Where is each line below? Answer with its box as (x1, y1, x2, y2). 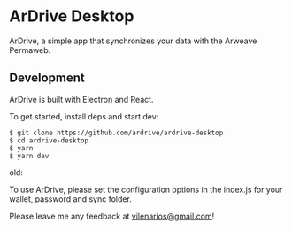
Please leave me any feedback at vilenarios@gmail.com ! (9, 211, 215, 221)
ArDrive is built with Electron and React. (9, 94, 154, 104)
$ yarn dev (9, 151, 50, 160)
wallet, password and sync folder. (9, 193, 133, 204)
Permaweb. (9, 44, 51, 55)
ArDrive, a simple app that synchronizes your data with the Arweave (9, 35, 257, 46)
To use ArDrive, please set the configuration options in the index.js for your (9, 184, 283, 195)
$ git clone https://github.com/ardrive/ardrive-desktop (9, 128, 224, 137)
